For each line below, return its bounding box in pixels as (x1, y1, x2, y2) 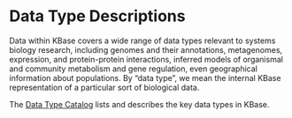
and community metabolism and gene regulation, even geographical (9, 63, 258, 74)
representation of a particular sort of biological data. (9, 82, 200, 92)
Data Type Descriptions (9, 6, 186, 26)
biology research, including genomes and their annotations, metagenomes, (9, 44, 283, 55)
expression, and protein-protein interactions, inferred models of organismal (9, 54, 283, 64)
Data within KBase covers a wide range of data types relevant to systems (9, 35, 276, 46)
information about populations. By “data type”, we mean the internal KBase (9, 72, 281, 83)
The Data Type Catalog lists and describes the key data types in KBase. (9, 99, 270, 109)
